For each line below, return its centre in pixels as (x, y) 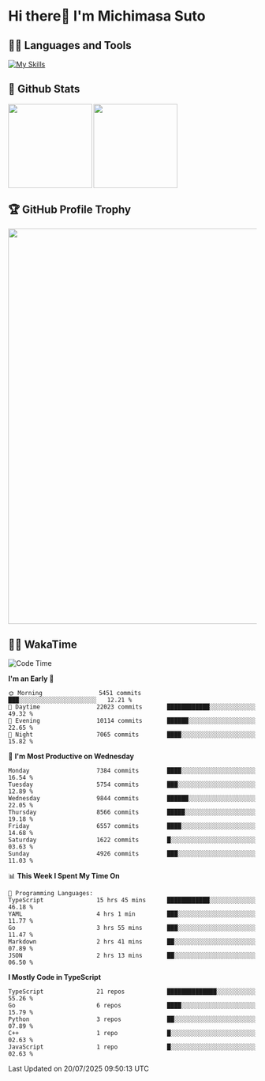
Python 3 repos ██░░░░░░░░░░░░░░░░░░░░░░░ (132, 1019)
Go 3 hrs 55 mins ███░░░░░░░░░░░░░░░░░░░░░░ (132, 928)
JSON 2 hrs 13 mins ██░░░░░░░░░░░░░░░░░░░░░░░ (132, 956)
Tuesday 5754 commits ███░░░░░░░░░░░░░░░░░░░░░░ (132, 785)
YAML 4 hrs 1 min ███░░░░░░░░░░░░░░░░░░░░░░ (132, 914)
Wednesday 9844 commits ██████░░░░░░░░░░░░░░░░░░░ (132, 799)
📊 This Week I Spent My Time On (64, 876)
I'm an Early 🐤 (31, 678)
